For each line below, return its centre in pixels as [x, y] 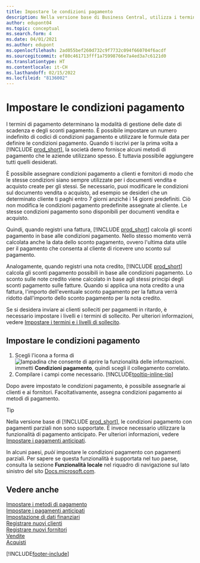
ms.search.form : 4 [29, 34]
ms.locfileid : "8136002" [37, 78]
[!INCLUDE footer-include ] [38, 553]
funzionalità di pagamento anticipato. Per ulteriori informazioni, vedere [93, 434]
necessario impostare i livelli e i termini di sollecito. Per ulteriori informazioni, [100, 316]
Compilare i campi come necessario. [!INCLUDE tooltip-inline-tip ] [94, 374]
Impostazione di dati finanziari [43, 517]
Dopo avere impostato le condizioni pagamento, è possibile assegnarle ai [96, 385]
